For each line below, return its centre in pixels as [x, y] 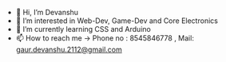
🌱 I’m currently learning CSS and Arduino [83, 29]
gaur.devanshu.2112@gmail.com [69, 49]
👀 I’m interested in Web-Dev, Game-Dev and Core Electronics [117, 21]
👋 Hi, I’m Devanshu [47, 12]
